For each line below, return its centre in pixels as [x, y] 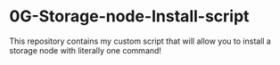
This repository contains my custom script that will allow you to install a [140, 41]
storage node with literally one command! [86, 50]
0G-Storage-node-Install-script [129, 16]
